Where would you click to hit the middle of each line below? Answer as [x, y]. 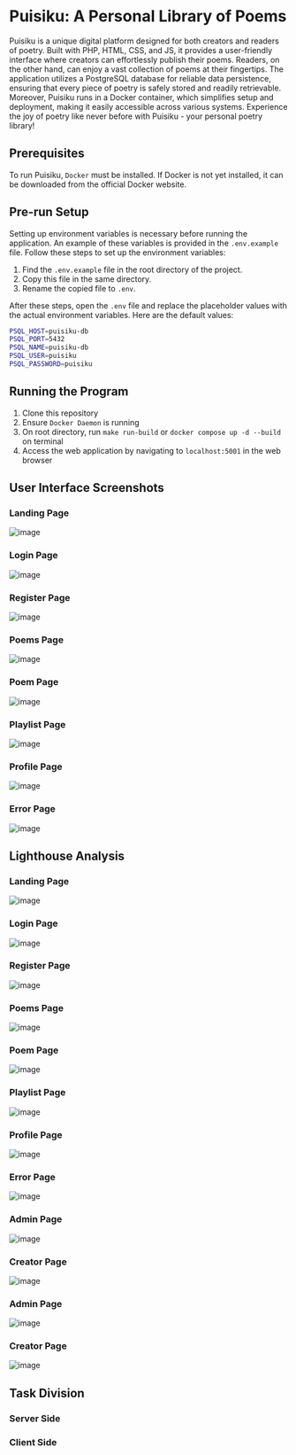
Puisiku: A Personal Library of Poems [148, 16]
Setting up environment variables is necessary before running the [129, 233]
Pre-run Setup [49, 212]
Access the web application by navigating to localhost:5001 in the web [151, 450]
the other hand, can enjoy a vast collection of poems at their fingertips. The [147, 69]
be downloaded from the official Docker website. [98, 184]
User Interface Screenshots [87, 488]
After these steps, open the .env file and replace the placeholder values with [148, 305]
